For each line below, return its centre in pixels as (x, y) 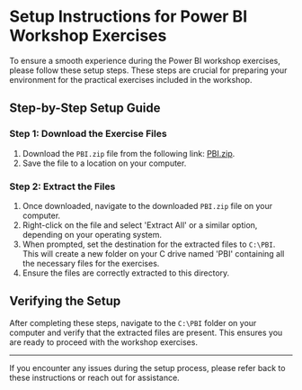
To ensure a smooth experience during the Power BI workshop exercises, (145, 60)
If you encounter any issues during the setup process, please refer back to (147, 367)
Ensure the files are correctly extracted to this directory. (126, 273)
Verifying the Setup (65, 301)
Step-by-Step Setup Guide (85, 109)
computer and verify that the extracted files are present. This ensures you (146, 332)
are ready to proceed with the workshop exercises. (103, 342)
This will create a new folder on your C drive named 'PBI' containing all (153, 253)
